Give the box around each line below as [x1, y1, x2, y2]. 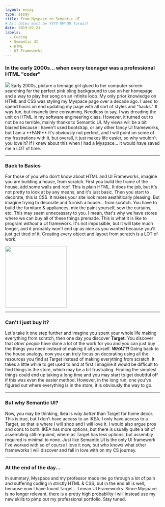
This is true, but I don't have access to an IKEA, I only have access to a [5, 415, 148, 421]
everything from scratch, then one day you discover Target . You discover [5, 335, 154, 341]
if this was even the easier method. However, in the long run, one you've [5, 377, 151, 383]
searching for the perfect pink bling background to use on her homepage [5, 88, 153, 94]
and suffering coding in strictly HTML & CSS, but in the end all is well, [5, 480, 146, 486]
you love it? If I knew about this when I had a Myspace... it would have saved [5, 140, 160, 146]
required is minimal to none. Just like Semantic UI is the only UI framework [5, 437, 156, 443]
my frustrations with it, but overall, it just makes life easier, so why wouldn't [5, 135, 157, 141]
